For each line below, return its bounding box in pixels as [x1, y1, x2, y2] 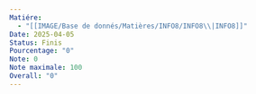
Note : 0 [9, 55, 39, 64]
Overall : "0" [9, 72, 59, 81]
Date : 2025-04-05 [9, 30, 75, 38]
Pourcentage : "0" [9, 47, 75, 56]
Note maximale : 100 [9, 64, 83, 73]
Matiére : [9, 13, 42, 22]
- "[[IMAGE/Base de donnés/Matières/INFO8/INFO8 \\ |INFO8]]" [17, 21, 248, 30]
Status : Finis [9, 38, 63, 47]
